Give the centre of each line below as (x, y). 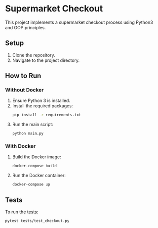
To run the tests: (22, 212)
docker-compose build (34, 166)
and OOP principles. (25, 27)
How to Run (23, 76)
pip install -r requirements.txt (47, 115)
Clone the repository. (34, 55)
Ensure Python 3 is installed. (41, 101)
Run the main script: (33, 125)
